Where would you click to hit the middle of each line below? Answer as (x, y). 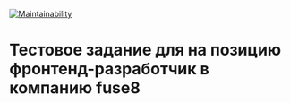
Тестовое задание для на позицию (145, 50)
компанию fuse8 (75, 88)
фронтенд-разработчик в (110, 69)
